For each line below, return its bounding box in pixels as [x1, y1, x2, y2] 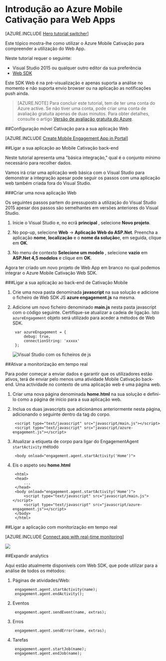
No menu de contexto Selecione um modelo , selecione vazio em [12, 249, 148, 255]
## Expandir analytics [5, 552, 49, 559]
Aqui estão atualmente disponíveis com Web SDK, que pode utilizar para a [5, 562, 158, 568]
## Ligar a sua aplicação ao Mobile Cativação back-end [5, 145, 119, 151]
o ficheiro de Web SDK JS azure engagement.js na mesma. [12, 294, 136, 300]
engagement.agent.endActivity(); [14, 591, 84, 596]
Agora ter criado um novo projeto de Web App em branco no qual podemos [5, 264, 161, 270]
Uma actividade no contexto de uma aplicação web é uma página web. [15, 381, 161, 387]
